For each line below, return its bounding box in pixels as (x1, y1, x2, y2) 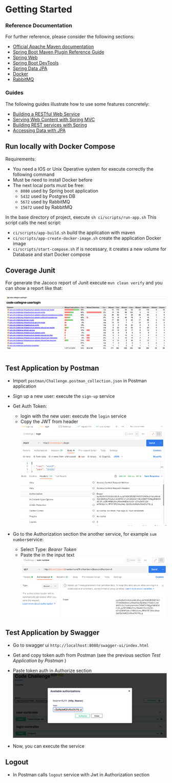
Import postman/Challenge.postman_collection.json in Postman (12, 377, 147, 384)
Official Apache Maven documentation (12, 44, 94, 50)
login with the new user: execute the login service (20, 413, 127, 419)
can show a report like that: (5, 285, 63, 292)
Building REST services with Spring (12, 122, 87, 128)
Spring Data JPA (12, 65, 48, 71)
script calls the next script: (5, 220, 61, 226)
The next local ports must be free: (12, 182, 84, 188)
